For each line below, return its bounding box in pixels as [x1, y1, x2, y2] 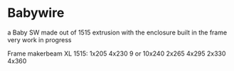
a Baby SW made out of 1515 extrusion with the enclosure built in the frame [7, 28, 228, 37]
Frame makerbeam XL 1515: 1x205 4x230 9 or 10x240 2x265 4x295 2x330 [7, 49, 226, 58]
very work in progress [7, 35, 72, 44]
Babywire [7, 5, 65, 21]
